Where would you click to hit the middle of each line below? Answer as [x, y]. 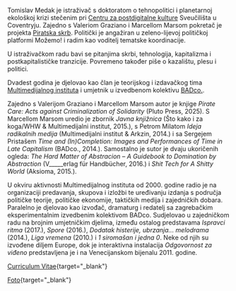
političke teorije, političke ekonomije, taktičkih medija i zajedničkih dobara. [115, 200]
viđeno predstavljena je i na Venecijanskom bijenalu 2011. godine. [102, 253]
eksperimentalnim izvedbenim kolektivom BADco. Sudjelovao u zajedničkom [118, 215]
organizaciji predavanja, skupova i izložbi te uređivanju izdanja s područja [114, 192]
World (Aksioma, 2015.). [42, 171]
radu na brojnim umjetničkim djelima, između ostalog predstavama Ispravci [116, 222]
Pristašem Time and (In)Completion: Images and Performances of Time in [115, 141]
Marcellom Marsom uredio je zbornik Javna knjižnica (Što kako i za [105, 119]
